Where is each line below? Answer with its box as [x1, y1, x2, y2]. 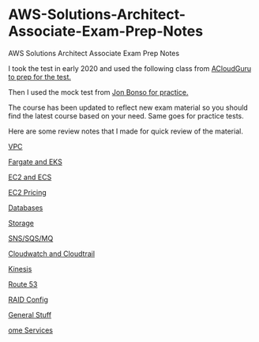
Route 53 [8, 279, 38, 289]
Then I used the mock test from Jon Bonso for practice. [8, 87, 189, 96]
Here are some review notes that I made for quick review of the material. [8, 126, 243, 136]
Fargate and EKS [8, 156, 63, 167]
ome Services [8, 325, 54, 335]
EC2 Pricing [8, 187, 47, 197]
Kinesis [8, 264, 32, 273]
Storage [8, 218, 34, 227]
